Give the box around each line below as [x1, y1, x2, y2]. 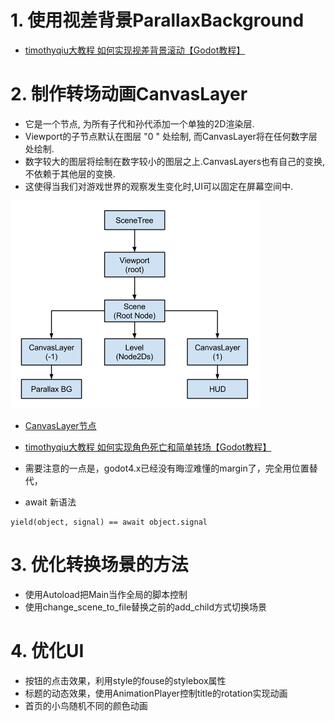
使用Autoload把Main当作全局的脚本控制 [24, 588, 188, 600]
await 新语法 [24, 496, 77, 508]
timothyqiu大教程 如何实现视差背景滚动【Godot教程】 [24, 44, 246, 56]
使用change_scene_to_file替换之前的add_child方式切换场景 [24, 601, 268, 613]
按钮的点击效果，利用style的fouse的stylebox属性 [24, 674, 227, 686]
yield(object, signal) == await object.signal [10, 517, 208, 527]
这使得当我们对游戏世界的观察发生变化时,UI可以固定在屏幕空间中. [24, 180, 294, 192]
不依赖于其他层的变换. [24, 167, 116, 180]
